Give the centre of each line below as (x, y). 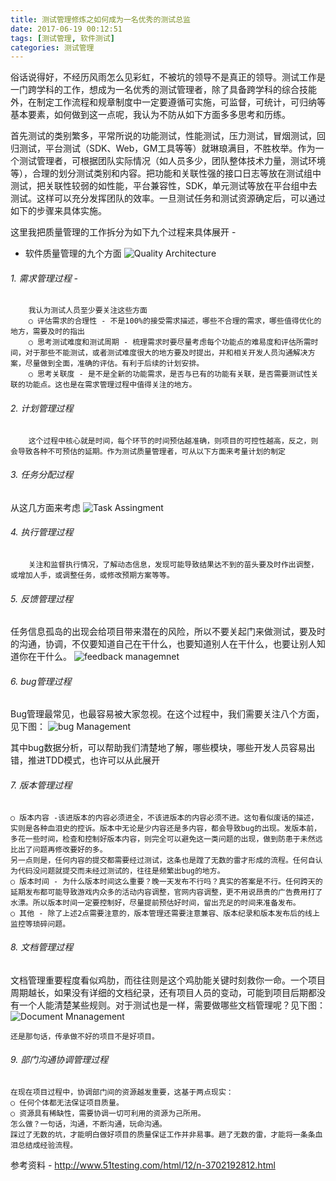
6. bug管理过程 (41, 681)
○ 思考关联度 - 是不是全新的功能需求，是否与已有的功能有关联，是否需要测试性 (170, 374)
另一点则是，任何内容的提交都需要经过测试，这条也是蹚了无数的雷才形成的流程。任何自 (163, 860)
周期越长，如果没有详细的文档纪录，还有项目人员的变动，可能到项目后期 (159, 992)
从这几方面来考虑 (45, 507)
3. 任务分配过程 (42, 475)
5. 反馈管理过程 (41, 598)
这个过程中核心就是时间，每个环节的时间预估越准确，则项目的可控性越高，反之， (170, 441)
